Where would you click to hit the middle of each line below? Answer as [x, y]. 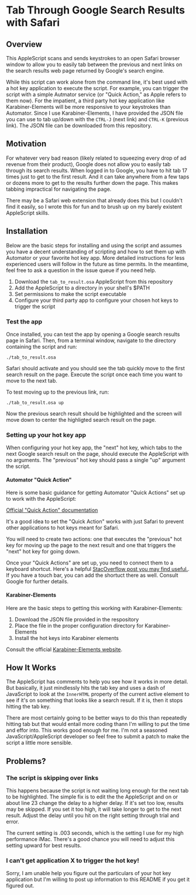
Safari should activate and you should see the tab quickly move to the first [96, 368]
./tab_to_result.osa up [35, 402]
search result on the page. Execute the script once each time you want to [94, 374]
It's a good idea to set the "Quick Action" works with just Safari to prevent [95, 522]
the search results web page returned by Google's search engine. [85, 70]
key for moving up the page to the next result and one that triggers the [91, 545]
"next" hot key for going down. [43, 552]
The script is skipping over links [52, 777]
